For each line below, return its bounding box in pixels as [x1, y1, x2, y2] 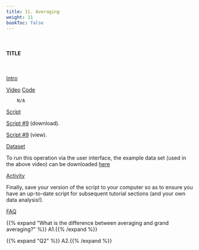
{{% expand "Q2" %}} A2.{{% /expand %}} [6, 237, 112, 244]
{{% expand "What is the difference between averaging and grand [6, 219, 169, 226]
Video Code [6, 86, 36, 93]
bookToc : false [6, 20, 44, 26]
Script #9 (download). [6, 120, 60, 127]
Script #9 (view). [6, 131, 48, 138]
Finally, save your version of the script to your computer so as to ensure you [6, 183, 193, 190]
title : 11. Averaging [6, 8, 60, 15]
